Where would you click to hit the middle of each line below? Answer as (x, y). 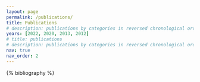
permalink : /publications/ (40, 17)
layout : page (22, 12)
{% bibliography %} (30, 72)
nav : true (18, 51)
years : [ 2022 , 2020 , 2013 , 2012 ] (48, 34)
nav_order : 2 (22, 56)
